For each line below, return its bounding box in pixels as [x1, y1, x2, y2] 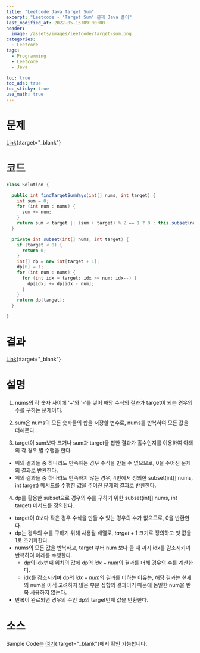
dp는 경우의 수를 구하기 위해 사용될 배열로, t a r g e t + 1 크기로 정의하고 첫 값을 [14, 529, 192, 536]
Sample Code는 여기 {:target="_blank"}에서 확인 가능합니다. [6, 640, 148, 647]
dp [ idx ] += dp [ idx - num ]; [27, 280, 95, 286]
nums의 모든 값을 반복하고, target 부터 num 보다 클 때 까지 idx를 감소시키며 [14, 544, 190, 551]
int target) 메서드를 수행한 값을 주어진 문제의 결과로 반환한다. [14, 482, 157, 489]
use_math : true [6, 92, 44, 98]
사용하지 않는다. [30, 589, 67, 596]
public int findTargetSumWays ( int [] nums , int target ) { [11, 192, 156, 198]
